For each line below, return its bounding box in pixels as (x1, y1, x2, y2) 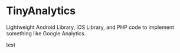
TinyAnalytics (6, 4, 76, 18)
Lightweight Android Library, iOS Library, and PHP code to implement (6, 24, 175, 31)
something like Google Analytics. (6, 29, 86, 37)
